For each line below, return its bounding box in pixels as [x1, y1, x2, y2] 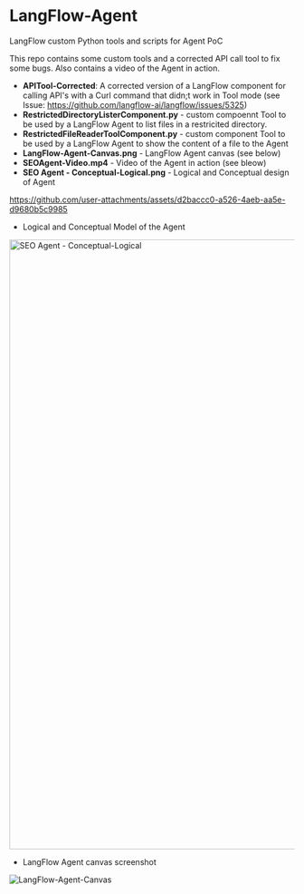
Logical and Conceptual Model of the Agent [22, 221, 185, 232]
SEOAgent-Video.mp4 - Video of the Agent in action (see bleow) [22, 157, 267, 168]
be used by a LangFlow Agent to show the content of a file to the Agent [22, 138, 290, 149]
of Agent [22, 176, 56, 187]
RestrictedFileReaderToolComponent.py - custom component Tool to [22, 128, 286, 139]
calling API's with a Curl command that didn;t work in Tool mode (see [22, 90, 280, 101]
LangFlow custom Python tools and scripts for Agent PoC [9, 35, 223, 46]
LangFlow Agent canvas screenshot [22, 856, 157, 867]
